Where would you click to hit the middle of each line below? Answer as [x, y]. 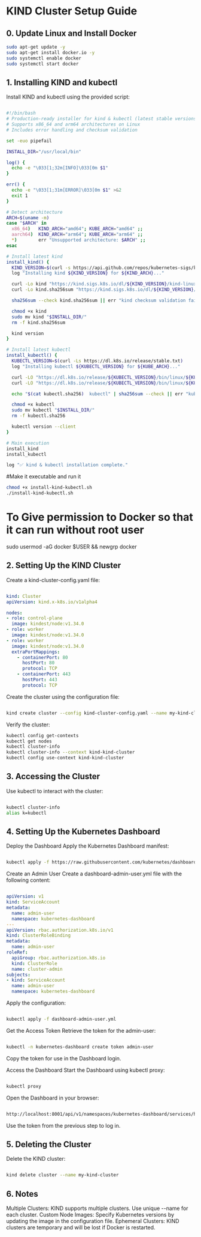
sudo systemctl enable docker [44, 58]
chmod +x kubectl [33, 405]
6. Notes [22, 1194]
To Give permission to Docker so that [100, 517]
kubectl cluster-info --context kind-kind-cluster [71, 752]
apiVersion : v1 [25, 896]
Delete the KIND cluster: [36, 1159]
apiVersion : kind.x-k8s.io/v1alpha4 [52, 602]
